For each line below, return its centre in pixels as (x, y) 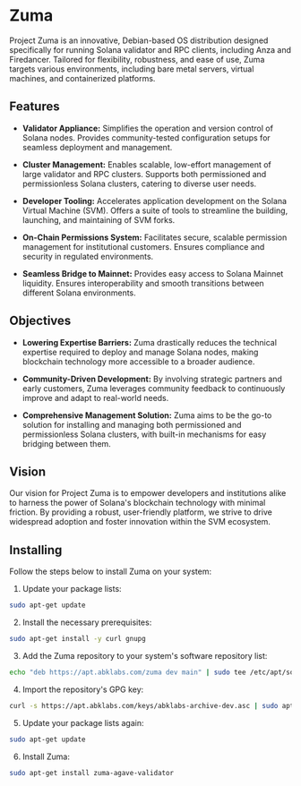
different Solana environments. (79, 293)
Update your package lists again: (83, 722)
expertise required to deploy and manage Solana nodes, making (140, 352)
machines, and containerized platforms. (82, 78)
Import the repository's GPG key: (83, 689)
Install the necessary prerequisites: (87, 622)
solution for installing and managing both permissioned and (132, 424)
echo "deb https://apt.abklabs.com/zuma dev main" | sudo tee (128, 672)
